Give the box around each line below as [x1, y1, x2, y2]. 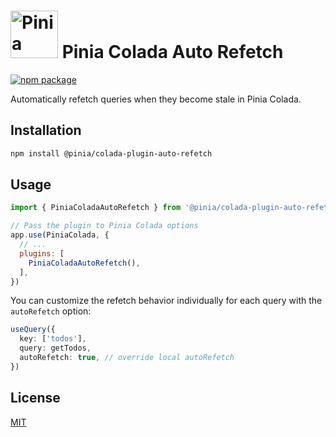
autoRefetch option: [10, 305, 92, 317]
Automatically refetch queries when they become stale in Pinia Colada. [10, 93, 302, 105]
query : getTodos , [19, 343, 92, 354]
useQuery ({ [10, 325, 56, 335]
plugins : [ [19, 248, 65, 259]
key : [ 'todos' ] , [19, 334, 87, 344]
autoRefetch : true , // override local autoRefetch [19, 353, 235, 363]
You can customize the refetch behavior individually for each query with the [10, 295, 323, 307]
